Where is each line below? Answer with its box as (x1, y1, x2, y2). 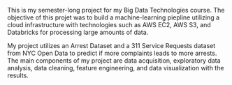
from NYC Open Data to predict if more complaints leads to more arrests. (7, 49, 217, 57)
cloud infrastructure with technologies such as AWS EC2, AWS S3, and (7, 21, 211, 29)
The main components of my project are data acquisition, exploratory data (7, 56, 222, 65)
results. (7, 71, 29, 79)
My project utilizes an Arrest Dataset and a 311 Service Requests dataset (7, 42, 216, 49)
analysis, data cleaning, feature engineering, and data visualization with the (7, 64, 224, 72)
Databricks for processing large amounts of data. (7, 28, 149, 36)
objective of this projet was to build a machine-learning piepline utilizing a (7, 13, 220, 22)
